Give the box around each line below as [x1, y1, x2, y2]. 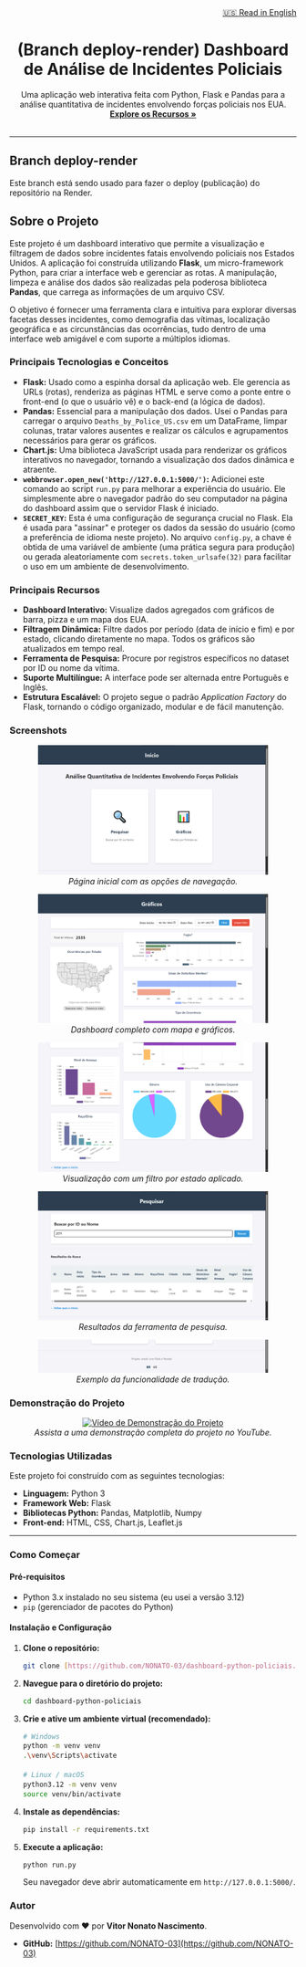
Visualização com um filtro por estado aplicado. [62, 1173, 244, 1184]
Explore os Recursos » [109, 108, 197, 120]
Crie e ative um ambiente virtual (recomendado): [22, 1713, 211, 1724]
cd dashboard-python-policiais [22, 1696, 142, 1706]
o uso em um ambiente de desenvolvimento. [22, 560, 189, 571]
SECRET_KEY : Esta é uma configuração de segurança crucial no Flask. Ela [22, 512, 293, 523]
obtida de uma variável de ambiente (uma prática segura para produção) [22, 541, 296, 552]
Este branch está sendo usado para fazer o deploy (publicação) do [9, 177, 260, 188]
